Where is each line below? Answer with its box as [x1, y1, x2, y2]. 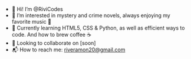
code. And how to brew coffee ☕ [11, 31, 91, 38]
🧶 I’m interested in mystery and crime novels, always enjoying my [11, 12, 171, 19]
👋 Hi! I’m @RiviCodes [11, 6, 63, 12]
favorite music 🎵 [11, 18, 52, 25]
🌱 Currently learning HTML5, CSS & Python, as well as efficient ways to [11, 24, 185, 31]
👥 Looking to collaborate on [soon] [11, 40, 96, 47]
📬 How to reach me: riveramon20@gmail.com [11, 46, 126, 53]
